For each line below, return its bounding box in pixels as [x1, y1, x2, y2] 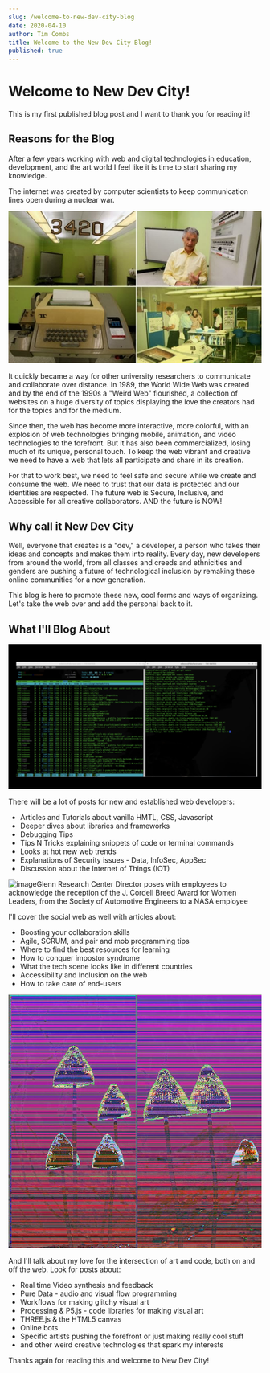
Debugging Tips [19, 829, 74, 839]
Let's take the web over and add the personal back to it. [8, 599, 193, 609]
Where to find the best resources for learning [19, 945, 170, 954]
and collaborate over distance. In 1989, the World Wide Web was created [8, 379, 250, 389]
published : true [8, 47, 63, 55]
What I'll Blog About [8, 622, 111, 636]
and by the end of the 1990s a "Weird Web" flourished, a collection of [8, 388, 239, 398]
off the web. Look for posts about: [8, 1264, 121, 1274]
